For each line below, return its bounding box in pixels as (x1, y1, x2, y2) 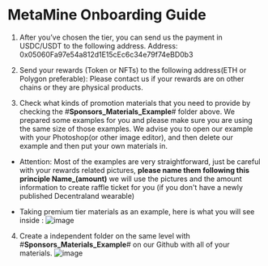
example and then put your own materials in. (19, 141, 168, 150)
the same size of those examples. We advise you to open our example (19, 124, 253, 133)
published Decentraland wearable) (19, 191, 135, 201)
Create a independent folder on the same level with (19, 230, 191, 240)
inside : (19, 215, 44, 225)
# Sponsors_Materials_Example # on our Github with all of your (19, 239, 230, 249)
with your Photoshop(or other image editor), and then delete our (19, 132, 234, 142)
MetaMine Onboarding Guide (7, 6, 207, 24)
